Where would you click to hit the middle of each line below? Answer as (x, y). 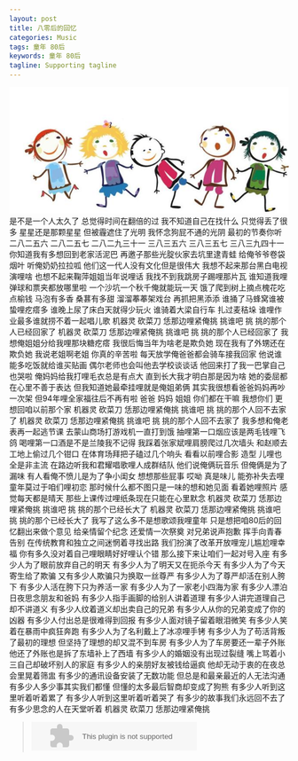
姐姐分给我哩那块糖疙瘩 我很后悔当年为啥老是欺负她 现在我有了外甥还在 (155, 343)
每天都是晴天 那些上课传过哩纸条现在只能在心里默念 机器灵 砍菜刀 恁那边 (149, 498)
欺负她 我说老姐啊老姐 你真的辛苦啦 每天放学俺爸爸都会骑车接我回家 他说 (142, 354)
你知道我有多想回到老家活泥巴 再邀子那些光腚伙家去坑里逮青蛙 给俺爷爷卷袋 (147, 255)
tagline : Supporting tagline (63, 66)
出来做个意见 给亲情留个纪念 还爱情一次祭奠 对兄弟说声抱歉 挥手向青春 (153, 531)
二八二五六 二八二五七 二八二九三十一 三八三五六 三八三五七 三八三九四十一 (147, 243)
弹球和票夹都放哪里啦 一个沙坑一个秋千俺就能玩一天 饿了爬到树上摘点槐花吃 (147, 287)
